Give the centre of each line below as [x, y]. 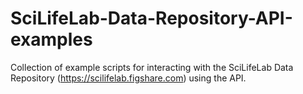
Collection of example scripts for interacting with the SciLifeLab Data [152, 67]
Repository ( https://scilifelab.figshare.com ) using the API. [128, 78]
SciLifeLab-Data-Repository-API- [151, 18]
